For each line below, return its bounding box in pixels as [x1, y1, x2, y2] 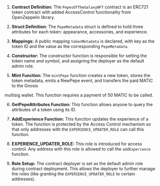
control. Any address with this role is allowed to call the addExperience [11, 146, 151, 152]
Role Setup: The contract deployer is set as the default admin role [11, 161, 143, 166]
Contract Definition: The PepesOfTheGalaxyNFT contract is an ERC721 [11, 4, 148, 10]
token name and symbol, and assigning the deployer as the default [11, 58, 145, 63]
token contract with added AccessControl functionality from [11, 9, 131, 15]
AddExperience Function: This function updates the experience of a [11, 116, 148, 122]
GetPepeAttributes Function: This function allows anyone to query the [11, 102, 153, 107]
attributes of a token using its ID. [11, 107, 76, 112]
